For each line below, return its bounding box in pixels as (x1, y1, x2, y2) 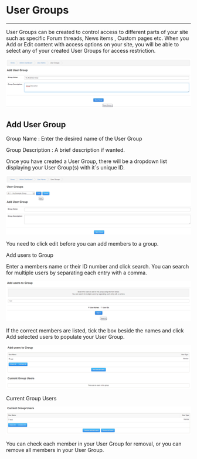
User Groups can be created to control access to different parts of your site (6, 28, 189, 35)
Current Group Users (6, 395, 57, 402)
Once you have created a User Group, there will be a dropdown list (6, 158, 167, 165)
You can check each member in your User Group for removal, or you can (6, 440, 182, 447)
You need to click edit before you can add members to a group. (6, 240, 159, 247)
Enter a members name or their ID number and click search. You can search (6, 263, 189, 270)
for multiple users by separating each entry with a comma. (6, 269, 148, 276)
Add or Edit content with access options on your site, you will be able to (6, 40, 179, 47)
